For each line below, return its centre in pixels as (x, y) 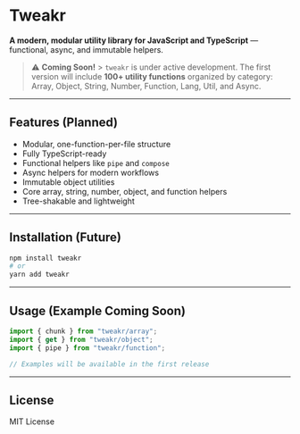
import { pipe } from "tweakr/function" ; (87, 348)
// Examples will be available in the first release (109, 364)
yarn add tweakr (39, 275)
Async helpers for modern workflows (90, 172)
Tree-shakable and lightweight (79, 201)
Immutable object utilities (68, 182)
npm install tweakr (46, 258)
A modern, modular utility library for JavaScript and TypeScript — (134, 40)
